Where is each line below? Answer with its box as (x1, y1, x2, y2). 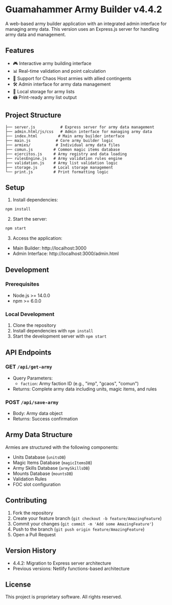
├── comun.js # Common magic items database (5, 147, 120, 152)
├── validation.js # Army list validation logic (5, 160, 118, 165)
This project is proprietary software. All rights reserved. (5, 594, 122, 600)
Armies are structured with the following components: (5, 444, 119, 450)
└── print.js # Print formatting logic (5, 169, 109, 175)
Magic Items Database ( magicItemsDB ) (12, 460, 93, 466)
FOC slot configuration (12, 481, 61, 487)
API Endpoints (5, 348, 52, 357)
